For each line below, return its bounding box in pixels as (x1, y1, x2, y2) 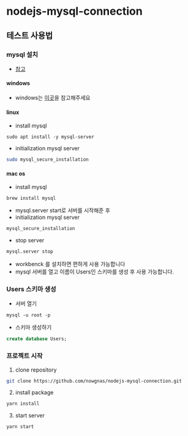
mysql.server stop (6, 248, 53, 255)
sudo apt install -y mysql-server (6, 134, 95, 140)
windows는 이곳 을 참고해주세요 (15, 94, 91, 102)
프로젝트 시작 (6, 351, 43, 360)
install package (15, 389, 54, 396)
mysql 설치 (6, 50, 39, 59)
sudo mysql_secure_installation (6, 156, 89, 163)
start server (15, 412, 45, 419)
